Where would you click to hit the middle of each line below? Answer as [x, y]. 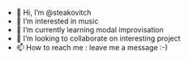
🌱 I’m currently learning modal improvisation [90, 30]
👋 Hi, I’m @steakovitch [54, 13]
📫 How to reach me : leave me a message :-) [92, 47]
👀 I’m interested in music [57, 21]
